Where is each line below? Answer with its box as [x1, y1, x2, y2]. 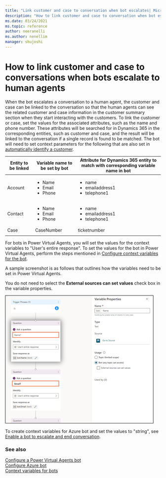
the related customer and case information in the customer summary [5, 109, 145, 115]
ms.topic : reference [5, 24, 48, 29]
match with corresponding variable [81, 163, 156, 169]
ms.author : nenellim [5, 34, 48, 39]
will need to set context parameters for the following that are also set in [5, 141, 150, 147]
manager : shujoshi [5, 40, 43, 45]
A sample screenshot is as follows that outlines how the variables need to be [5, 265, 161, 271]
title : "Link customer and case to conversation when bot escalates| [5, 8, 152, 13]
